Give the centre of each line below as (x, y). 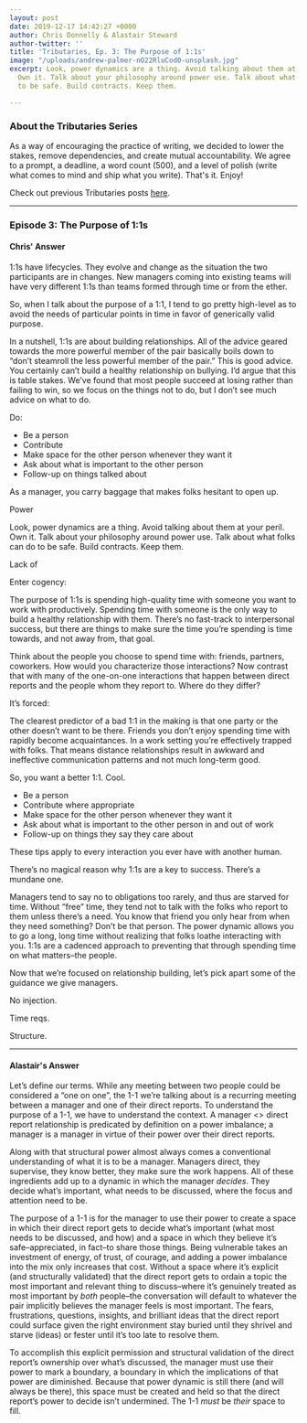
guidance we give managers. (64, 983)
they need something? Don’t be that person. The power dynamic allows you (152, 926)
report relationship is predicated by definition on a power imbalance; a (142, 1125)
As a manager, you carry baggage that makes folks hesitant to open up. (144, 492)
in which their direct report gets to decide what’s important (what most (142, 1228)
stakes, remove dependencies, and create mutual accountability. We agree (150, 155)
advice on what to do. (50, 400)
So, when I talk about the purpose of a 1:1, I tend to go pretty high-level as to (153, 305)
